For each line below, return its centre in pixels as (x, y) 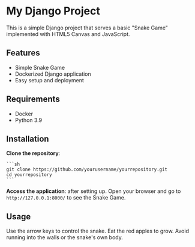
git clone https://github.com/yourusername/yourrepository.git (87, 169)
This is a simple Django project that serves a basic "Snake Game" (87, 28)
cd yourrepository (29, 175)
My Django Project (53, 11)
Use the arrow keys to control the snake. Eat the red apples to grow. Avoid (97, 231)
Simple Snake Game (40, 67)
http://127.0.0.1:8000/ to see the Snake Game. (66, 198)
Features (23, 53)
